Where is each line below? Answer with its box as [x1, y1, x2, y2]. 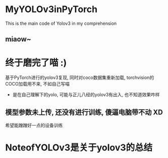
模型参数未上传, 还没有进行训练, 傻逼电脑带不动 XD [5, 108, 163, 116]
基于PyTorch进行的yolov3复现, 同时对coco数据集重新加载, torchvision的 [5, 74, 154, 81]
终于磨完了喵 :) [5, 57, 67, 68]
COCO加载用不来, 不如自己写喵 [5, 81, 70, 87]
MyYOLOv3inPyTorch [5, 4, 97, 15]
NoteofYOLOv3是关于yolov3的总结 [5, 142, 153, 153]
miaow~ [5, 35, 31, 44]
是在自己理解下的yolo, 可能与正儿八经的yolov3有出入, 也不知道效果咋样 [12, 92, 160, 98]
